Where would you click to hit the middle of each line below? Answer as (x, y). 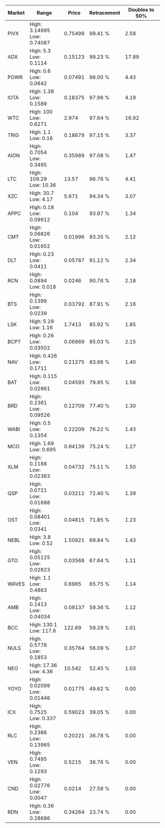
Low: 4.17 (41, 199)
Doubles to (141, 10)
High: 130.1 (43, 625)
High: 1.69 (41, 443)
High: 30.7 (41, 193)
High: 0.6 (40, 71)
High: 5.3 (40, 51)
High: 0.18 (41, 207)
